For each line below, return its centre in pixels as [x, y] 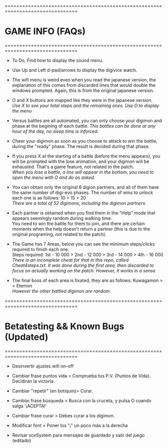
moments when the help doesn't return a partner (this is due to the [81, 229]
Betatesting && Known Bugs [64, 326]
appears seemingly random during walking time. [62, 218]
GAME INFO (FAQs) [45, 31]
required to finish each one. [40, 249]
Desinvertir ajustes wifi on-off [43, 366]
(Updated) [26, 337]
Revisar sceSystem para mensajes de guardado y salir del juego [78, 435]
